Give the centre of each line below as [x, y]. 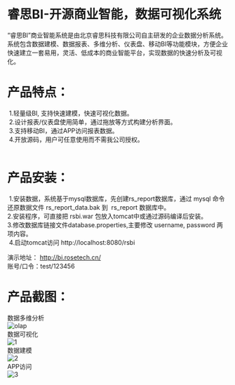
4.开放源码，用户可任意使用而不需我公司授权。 [76, 139]
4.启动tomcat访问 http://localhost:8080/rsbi [72, 242]
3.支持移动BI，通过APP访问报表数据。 [63, 130]
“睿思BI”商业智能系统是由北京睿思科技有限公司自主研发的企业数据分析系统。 [117, 35]
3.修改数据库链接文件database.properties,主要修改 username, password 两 [115, 224]
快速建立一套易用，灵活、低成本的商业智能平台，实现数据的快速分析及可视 [115, 53]
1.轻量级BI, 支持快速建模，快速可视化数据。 [71, 113]
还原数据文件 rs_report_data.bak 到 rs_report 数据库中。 [89, 207]
